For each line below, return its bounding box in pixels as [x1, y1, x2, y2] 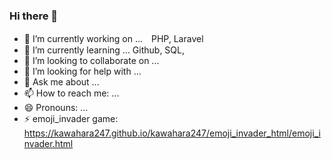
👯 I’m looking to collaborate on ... [23, 55, 160, 67]
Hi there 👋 [9, 9, 59, 23]
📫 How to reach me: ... [23, 87, 120, 99]
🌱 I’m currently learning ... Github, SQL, [23, 44, 186, 56]
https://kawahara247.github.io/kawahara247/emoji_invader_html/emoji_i [23, 127, 321, 139]
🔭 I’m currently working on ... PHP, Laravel [23, 33, 204, 45]
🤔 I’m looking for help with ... [23, 65, 142, 78]
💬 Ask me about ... [23, 76, 100, 88]
